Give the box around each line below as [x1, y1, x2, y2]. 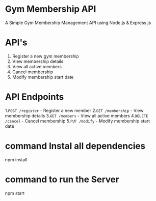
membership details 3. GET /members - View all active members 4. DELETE [5, 113, 149, 118]
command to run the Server [5, 173, 119, 185]
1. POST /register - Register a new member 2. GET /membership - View [5, 107, 144, 114]
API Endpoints [5, 91, 64, 103]
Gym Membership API [5, 3, 96, 15]
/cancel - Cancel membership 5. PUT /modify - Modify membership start [5, 118, 150, 124]
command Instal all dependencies [5, 141, 146, 151]
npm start [5, 190, 25, 196]
